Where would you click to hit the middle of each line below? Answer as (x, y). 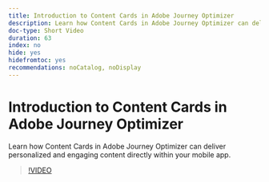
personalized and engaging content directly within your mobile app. (120, 154)
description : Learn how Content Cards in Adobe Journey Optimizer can (128, 23)
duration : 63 (30, 38)
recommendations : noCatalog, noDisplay (75, 68)
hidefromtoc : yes (37, 61)
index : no (25, 45)
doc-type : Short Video (46, 30)
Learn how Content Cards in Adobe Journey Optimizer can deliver (117, 146)
